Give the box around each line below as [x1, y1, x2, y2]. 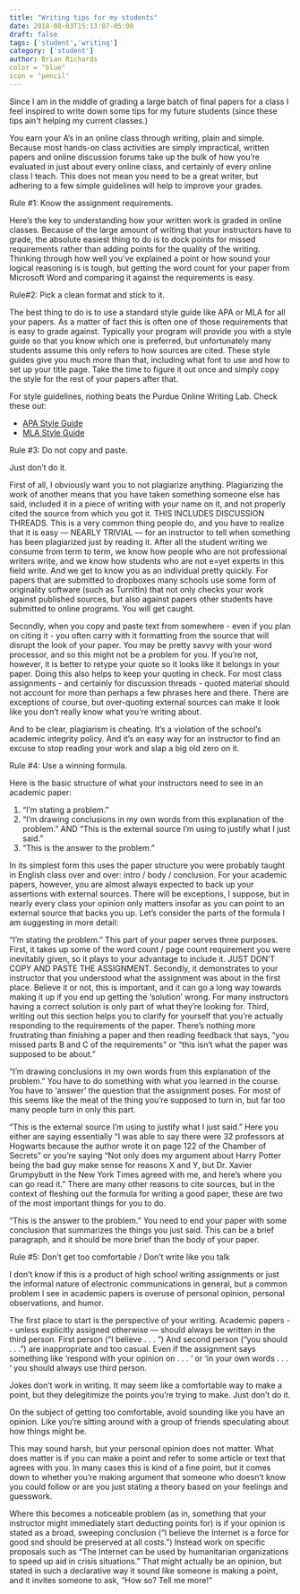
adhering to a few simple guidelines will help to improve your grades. [9, 180, 263, 191]
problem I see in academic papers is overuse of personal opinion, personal [9, 1287, 285, 1298]
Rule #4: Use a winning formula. [9, 759, 128, 771]
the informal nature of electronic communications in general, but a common [9, 1278, 288, 1289]
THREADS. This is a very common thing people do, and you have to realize [9, 517, 285, 528]
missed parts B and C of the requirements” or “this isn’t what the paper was [9, 1039, 288, 1050]
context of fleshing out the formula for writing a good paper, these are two [9, 1188, 284, 1199]
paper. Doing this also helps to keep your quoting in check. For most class [9, 668, 282, 679]
